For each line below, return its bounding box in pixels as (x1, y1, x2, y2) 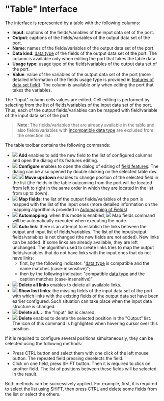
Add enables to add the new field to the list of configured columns (18, 152, 153, 158)
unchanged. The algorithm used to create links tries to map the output (12, 244, 154, 250)
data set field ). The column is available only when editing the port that (12, 81, 154, 87)
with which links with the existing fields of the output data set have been (12, 293, 159, 299)
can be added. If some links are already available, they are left (12, 239, 138, 245)
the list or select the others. (5, 391, 60, 397)
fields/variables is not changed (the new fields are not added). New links (12, 234, 159, 240)
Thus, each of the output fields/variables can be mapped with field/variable (5, 107, 158, 113)
